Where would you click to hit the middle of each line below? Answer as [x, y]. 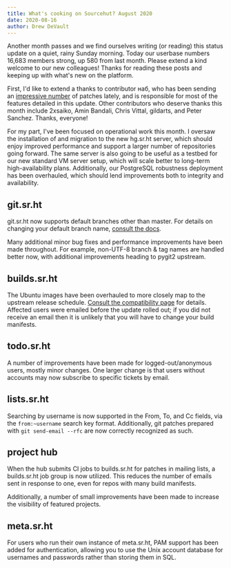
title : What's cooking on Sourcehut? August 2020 [80, 13]
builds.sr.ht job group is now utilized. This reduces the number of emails [110, 476]
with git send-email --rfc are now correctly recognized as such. [100, 430]
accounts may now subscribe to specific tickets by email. [89, 377]
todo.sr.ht [29, 346]
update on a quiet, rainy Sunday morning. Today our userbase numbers [109, 53]
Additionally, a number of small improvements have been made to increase [113, 497]
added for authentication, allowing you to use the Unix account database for [115, 550]
